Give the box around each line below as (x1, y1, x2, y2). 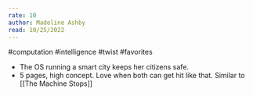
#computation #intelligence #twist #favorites (8, 48, 153, 57)
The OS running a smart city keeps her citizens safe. (19, 62, 190, 72)
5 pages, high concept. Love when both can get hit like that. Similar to (19, 71, 245, 80)
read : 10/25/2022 (8, 26, 65, 34)
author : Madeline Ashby (8, 19, 86, 27)
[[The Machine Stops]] (19, 79, 92, 88)
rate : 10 (8, 11, 37, 20)
